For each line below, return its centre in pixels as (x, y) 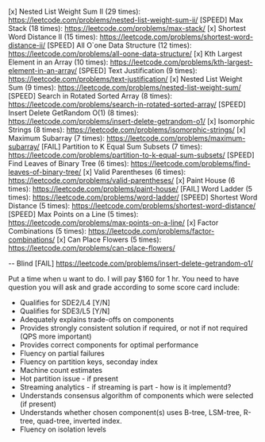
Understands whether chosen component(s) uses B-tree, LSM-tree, (131, 412)
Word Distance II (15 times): (53, 37)
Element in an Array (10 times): (58, 62)
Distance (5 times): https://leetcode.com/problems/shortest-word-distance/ (132, 205)
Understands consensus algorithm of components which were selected (136, 395)
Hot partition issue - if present (69, 378)
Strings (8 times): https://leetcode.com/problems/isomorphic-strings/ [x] (127, 130)
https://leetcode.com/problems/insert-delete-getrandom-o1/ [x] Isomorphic (132, 121)
